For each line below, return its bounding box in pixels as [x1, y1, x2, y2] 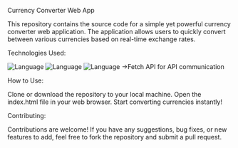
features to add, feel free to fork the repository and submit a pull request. [7, 133, 222, 141]
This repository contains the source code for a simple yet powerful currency [7, 20, 232, 28]
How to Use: [7, 76, 44, 85]
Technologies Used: [7, 49, 66, 57]
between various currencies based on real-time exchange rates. [7, 35, 196, 43]
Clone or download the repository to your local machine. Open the [7, 90, 202, 98]
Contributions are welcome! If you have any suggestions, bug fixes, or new [7, 125, 227, 134]
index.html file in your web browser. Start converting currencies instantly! [7, 97, 223, 106]
